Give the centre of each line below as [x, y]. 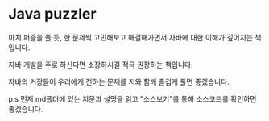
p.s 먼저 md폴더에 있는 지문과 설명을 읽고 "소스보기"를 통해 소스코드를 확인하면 [132, 98]
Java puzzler [52, 14]
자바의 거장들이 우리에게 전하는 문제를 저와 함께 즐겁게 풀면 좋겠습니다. [119, 81]
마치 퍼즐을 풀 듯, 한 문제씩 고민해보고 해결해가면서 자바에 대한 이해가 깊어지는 [131, 37]
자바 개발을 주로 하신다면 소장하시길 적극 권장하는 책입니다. [101, 65]
